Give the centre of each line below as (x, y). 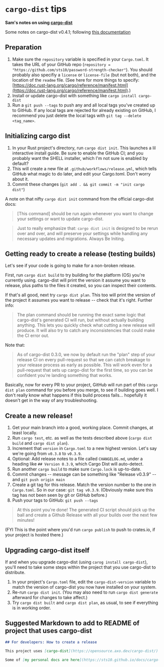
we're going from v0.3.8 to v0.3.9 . (47, 454)
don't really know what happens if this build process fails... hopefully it (76, 395)
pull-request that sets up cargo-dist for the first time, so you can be (85, 370)
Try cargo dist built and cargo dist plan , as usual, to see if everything (85, 603)
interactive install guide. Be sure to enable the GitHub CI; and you (78, 153)
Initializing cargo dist (38, 136)
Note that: (15, 345)
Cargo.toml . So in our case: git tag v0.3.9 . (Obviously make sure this (82, 490)
